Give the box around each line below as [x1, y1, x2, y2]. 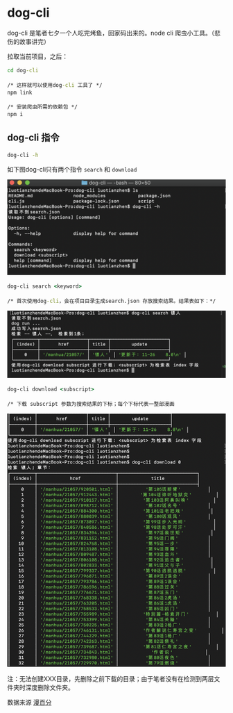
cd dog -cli [7, 67, 39, 74]
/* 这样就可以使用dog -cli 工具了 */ [7, 81, 103, 88]
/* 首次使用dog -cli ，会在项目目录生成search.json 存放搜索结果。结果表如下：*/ [7, 297, 216, 304]
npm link [7, 89, 33, 96]
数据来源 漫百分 [7, 698, 52, 706]
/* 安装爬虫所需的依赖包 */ [7, 104, 78, 110]
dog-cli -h [7, 151, 39, 158]
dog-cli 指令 [7, 132, 60, 144]
